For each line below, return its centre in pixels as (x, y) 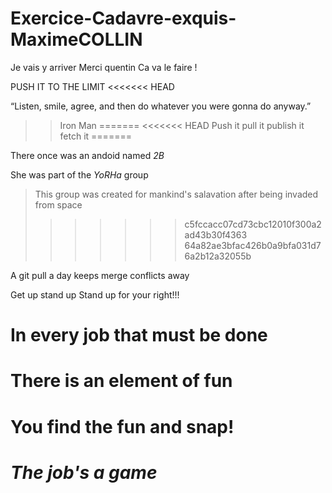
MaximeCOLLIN (76, 39)
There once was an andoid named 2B (87, 155)
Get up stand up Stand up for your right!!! (95, 294)
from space (58, 204)
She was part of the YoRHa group (79, 174)
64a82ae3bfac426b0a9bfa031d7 (253, 245)
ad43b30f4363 (216, 234)
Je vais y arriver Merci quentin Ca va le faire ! (104, 67)
